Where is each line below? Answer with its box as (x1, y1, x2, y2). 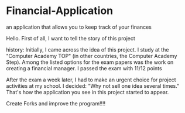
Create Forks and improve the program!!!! (6, 100, 106, 107)
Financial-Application (6, 4, 114, 18)
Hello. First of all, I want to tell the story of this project (6, 35, 136, 42)
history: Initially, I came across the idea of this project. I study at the (6, 46, 169, 53)
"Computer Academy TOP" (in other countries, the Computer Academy (6, 52, 177, 59)
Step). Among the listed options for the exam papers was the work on (6, 59, 174, 66)
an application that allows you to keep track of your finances (6, 23, 152, 30)
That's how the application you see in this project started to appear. (6, 88, 169, 95)
